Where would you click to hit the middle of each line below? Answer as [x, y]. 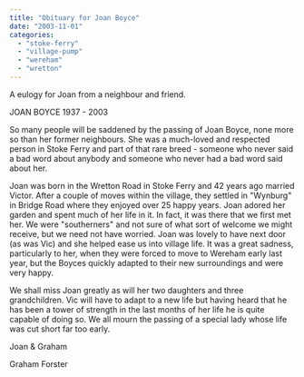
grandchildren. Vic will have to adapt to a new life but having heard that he [148, 300]
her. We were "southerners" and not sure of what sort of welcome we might [151, 224]
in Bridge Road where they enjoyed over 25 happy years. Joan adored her [147, 204]
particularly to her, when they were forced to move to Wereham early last [146, 253]
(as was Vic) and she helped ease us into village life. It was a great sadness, [152, 243]
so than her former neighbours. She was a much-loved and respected [140, 139]
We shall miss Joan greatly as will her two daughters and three [127, 290]
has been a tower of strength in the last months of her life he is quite [137, 309]
